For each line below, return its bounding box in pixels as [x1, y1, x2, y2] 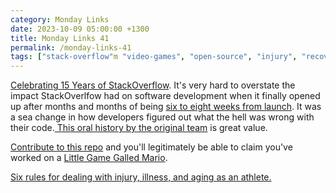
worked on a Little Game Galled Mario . [10, 152, 168, 164]
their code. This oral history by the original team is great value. [10, 122, 268, 134]
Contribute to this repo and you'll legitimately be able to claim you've [10, 141, 293, 153]
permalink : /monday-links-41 [10, 42, 132, 53]
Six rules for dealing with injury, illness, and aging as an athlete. [10, 171, 272, 183]
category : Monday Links [10, 14, 110, 25]
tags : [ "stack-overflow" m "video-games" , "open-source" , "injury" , [10, 52, 298, 62]
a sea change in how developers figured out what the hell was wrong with [10, 111, 315, 123]
